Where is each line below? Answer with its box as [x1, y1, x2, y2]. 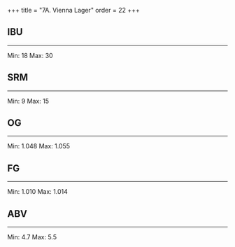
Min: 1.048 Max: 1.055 [7, 142, 71, 150]
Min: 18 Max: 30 [7, 51, 54, 59]
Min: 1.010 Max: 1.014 [7, 188, 69, 196]
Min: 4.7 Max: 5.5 [7, 233, 57, 241]
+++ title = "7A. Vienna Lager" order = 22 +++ [7, 6, 140, 14]
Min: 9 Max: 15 [7, 97, 50, 105]
